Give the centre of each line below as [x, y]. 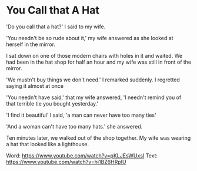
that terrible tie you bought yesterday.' [52, 103]
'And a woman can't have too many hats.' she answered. [74, 126]
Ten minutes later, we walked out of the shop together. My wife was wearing [98, 138]
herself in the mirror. [31, 44]
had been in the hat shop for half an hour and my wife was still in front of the [99, 62]
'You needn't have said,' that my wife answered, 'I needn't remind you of [94, 97]
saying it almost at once [35, 85]
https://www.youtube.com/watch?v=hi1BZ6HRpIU [66, 162]
